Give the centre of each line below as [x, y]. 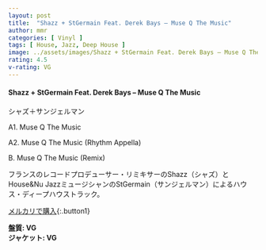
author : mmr [28, 30]
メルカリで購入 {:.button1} [49, 210]
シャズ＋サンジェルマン [46, 111]
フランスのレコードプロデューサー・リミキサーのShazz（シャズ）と [119, 174]
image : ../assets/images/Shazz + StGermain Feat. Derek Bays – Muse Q [127, 52]
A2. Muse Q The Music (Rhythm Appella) [75, 142]
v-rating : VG [30, 67]
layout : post [30, 15]
